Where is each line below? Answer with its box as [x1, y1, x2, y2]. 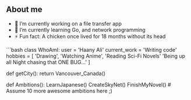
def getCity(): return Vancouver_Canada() [6, 70, 106, 77]
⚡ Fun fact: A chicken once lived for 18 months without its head [14, 33, 166, 40]
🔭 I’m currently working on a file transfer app [14, 20, 122, 27]
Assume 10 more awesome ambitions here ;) [6, 87, 112, 94]
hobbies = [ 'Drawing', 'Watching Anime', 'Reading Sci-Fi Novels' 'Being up [6, 52, 185, 59]
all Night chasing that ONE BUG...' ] [6, 58, 90, 66]
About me [6, 5, 43, 15]
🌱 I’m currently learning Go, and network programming [14, 26, 146, 33]
